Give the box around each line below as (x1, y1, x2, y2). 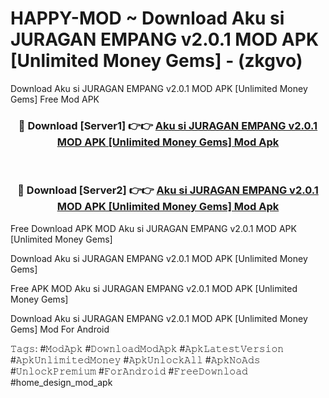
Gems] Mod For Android (10, 323, 110, 335)
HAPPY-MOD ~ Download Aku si (10, 7, 285, 30)
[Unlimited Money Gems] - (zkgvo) (10, 50, 303, 72)
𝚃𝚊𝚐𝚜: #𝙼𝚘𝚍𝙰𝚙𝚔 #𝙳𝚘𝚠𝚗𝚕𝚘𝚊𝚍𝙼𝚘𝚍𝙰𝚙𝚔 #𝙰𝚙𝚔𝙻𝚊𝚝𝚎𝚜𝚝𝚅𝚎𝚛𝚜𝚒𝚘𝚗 (10, 342, 285, 354)
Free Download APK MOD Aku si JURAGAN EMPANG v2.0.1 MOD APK (10, 222, 297, 234)
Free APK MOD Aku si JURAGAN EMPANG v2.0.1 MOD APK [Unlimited (10, 282, 298, 294)
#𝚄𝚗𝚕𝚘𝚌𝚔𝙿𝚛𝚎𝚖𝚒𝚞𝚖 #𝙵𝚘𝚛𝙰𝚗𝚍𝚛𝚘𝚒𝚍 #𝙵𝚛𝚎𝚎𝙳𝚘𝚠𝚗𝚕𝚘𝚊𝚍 (10, 365, 248, 377)
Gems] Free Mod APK (10, 93, 100, 105)
